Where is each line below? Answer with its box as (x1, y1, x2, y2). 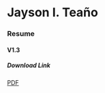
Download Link (7, 61, 51, 69)
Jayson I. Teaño (7, 5, 99, 20)
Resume (7, 29, 35, 39)
